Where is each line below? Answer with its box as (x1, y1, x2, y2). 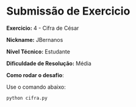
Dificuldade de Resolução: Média (6, 60, 91, 67)
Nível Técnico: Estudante (6, 47, 70, 55)
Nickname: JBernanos (6, 36, 63, 43)
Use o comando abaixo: (6, 83, 66, 91)
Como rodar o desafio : (6, 71, 64, 78)
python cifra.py (6, 95, 48, 101)
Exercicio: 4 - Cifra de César (6, 24, 79, 32)
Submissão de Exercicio (6, 4, 131, 18)
